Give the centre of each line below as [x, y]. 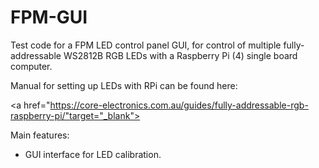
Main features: [40, 135]
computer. [31, 66]
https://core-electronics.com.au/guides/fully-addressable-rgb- [179, 105]
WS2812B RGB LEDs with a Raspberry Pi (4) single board [180, 55]
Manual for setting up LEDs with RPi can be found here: [124, 85]
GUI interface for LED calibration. [93, 154]
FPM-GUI [49, 17]
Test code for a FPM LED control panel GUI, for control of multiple [146, 45]
